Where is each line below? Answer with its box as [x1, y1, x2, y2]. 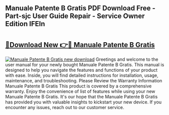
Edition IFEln [5, 20, 45, 28]
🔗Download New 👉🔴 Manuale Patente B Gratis [5, 40, 155, 49]
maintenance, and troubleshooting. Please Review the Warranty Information [5, 78, 162, 83]
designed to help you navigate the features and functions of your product [5, 67, 158, 73]
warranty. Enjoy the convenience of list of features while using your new [5, 88, 155, 94]
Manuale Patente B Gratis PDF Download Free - [5, 4, 155, 13]
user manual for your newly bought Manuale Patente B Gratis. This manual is [5, 62, 164, 67]
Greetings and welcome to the [95, 56, 158, 62]
